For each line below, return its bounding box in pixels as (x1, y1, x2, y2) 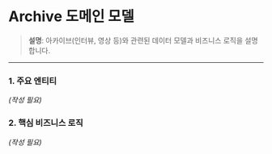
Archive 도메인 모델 (8, 7, 135, 26)
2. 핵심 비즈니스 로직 (8, 118, 83, 129)
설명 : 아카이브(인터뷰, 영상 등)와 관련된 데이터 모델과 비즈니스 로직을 (28, 35, 244, 45)
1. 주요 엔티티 (8, 75, 57, 86)
